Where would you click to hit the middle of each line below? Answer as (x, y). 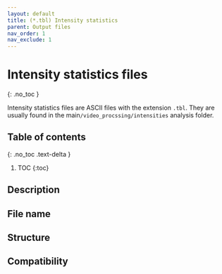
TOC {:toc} (33, 168)
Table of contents (47, 137)
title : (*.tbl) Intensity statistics (63, 20)
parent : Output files (39, 27)
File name (29, 214)
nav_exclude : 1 (30, 40)
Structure (29, 238)
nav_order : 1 (26, 33)
